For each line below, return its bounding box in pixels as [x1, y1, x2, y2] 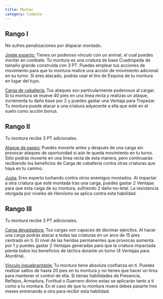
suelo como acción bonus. [5, 108, 58, 114]
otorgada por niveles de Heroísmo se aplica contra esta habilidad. [5, 191, 137, 197]
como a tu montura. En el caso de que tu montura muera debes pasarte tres [5, 283, 157, 289]
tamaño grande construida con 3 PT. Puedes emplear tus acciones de [5, 62, 145, 68]
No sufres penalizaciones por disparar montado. [5, 42, 102, 49]
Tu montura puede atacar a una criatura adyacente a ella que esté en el [5, 103, 148, 109]
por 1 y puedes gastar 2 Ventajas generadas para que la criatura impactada [5, 242, 156, 248]
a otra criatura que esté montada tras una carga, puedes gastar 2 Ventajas [5, 180, 154, 186]
